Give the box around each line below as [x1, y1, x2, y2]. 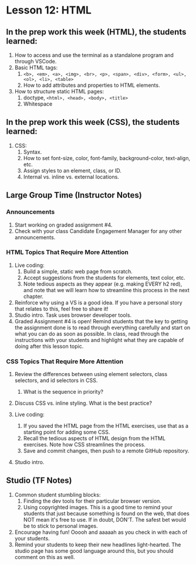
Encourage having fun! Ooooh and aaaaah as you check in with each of [14, 529, 188, 536]
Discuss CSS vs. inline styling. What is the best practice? [14, 400, 153, 407]
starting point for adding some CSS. [23, 429, 110, 436]
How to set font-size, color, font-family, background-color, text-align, [23, 154, 191, 161]
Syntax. [23, 148, 42, 155]
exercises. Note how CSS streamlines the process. [23, 441, 146, 448]
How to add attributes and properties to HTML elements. [23, 82, 160, 89]
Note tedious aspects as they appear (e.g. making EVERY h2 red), [23, 280, 183, 287]
